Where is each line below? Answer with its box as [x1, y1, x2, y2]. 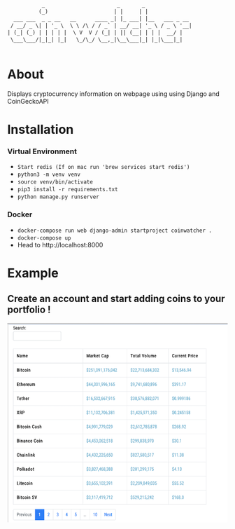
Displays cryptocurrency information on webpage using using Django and [7, 89, 220, 98]
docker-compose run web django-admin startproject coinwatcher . [17, 227, 212, 234]
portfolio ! [7, 304, 51, 316]
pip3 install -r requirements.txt [17, 186, 118, 193]
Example [7, 265, 59, 281]
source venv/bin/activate [17, 179, 93, 186]
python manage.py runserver [17, 193, 99, 200]
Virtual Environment [7, 146, 78, 156]
